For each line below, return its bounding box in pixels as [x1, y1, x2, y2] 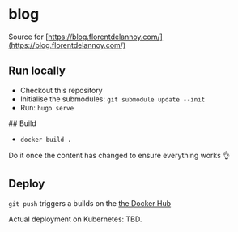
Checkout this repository [19, 85, 103, 95]
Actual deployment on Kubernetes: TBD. [8, 214, 142, 224]
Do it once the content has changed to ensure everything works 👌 [8, 150, 231, 160]
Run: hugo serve [19, 102, 74, 112]
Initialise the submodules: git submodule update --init [19, 94, 206, 104]
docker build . [19, 135, 72, 144]
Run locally [8, 64, 66, 78]
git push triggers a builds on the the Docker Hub [8, 198, 172, 208]
